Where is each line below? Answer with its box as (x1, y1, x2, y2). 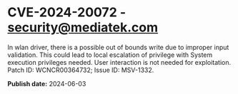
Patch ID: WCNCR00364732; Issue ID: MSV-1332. (7, 66, 154, 74)
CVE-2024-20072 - (7, 4, 127, 21)
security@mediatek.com (7, 19, 159, 36)
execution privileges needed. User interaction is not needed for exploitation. (7, 58, 232, 66)
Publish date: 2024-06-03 (7, 79, 86, 88)
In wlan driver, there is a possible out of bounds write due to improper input (7, 43, 229, 51)
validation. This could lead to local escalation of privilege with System (7, 51, 213, 59)
